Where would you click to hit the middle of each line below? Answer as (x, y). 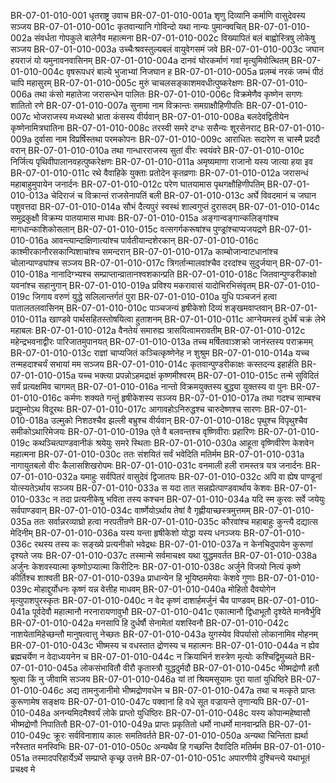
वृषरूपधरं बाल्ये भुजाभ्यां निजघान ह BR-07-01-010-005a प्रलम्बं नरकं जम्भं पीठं (195, 71)
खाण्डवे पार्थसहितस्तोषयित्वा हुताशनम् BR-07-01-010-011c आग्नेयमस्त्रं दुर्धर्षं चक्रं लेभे (187, 319)
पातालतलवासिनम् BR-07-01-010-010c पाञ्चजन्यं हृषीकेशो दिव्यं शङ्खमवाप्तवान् (141, 308)
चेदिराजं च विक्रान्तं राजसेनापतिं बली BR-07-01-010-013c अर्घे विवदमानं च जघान (183, 195)
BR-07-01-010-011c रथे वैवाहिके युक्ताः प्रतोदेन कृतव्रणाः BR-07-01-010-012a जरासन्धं (159, 173)
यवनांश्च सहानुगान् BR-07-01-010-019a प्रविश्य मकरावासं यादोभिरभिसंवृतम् (133, 285)
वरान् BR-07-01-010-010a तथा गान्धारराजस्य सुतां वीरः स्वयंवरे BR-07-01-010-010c (157, 150)
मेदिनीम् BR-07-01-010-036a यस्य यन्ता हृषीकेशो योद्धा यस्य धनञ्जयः (126, 533)
